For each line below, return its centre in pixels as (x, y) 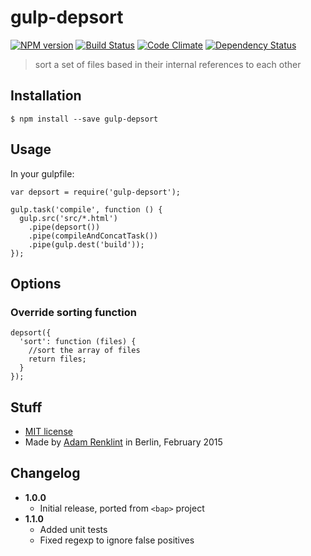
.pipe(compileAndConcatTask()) (93, 236)
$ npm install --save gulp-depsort (84, 119)
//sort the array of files (84, 351)
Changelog (45, 473)
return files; (57, 359)
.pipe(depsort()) (64, 227)
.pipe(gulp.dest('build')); (86, 244)
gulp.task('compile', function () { (86, 209)
